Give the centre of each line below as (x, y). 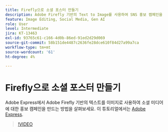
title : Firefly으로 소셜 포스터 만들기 (42, 10)
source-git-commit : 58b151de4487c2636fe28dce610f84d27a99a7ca (72, 43)
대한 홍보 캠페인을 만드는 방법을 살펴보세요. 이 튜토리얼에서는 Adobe (78, 109)
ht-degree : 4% (20, 57)
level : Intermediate (27, 29)
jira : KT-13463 (21, 33)
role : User (17, 24)
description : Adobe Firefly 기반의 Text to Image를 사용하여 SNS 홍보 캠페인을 (84, 15)
